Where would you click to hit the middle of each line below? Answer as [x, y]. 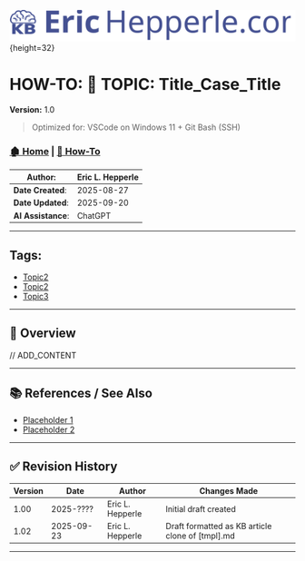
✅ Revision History [64, 466]
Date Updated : [41, 203]
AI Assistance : [41, 215]
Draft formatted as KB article [219, 527]
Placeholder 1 [48, 419]
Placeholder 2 [49, 429]
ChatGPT [94, 215]
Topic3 [35, 296]
